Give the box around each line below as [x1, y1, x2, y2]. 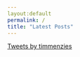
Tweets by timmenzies [7, 42, 72, 51]
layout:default [7, 10, 52, 17]
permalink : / [7, 17, 46, 24]
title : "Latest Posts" [7, 23, 74, 30]
